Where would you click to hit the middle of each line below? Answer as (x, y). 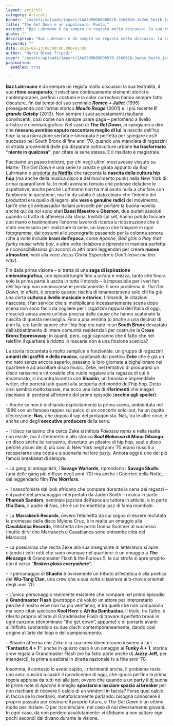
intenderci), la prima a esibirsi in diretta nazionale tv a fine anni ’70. (76, 659)
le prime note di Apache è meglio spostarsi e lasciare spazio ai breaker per (86, 685)
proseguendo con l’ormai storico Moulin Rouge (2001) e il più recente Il (81, 108)
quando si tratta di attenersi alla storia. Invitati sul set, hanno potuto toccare (86, 217)
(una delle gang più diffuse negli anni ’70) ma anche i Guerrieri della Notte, (84, 474)
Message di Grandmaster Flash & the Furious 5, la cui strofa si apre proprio (85, 559)
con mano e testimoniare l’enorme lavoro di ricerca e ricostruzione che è (83, 222)
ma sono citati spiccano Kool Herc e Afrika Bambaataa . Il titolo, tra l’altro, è (86, 611)
